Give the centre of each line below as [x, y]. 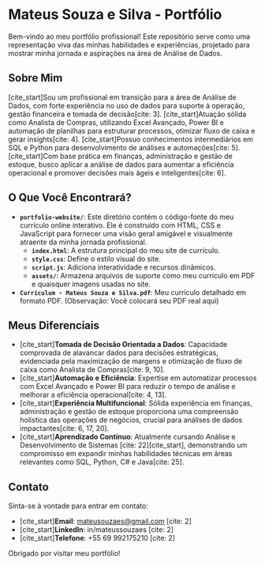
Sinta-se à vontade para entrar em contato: [78, 506]
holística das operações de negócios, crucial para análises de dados [131, 420]
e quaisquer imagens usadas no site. [91, 284]
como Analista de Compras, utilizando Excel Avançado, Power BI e [116, 122]
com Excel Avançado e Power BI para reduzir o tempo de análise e [127, 387]
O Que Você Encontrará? [70, 198]
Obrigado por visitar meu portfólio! [64, 553]
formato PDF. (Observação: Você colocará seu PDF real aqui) [119, 300]
